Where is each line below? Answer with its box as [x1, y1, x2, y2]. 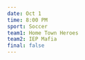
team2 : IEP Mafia [7, 36, 57, 43]
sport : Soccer [7, 23, 48, 30]
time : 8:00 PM [7, 17, 48, 23]
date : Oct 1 [7, 10, 41, 17]
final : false [7, 42, 45, 49]
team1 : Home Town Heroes [7, 29, 79, 37]
